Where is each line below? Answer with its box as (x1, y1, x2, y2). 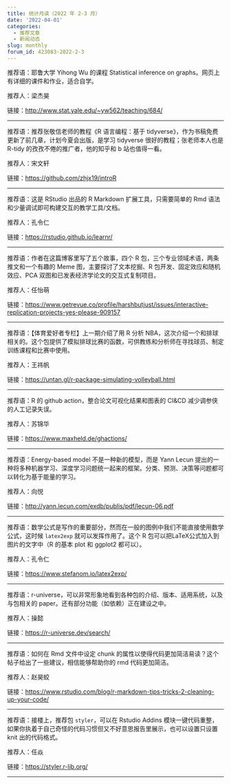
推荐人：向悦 (7, 487, 43, 495)
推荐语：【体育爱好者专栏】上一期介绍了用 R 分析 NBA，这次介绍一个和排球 (7, 329, 219, 337)
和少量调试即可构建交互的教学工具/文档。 (7, 203, 124, 212)
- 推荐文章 (13, 29, 41, 37)
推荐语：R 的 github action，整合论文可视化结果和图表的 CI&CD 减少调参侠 (7, 396, 219, 404)
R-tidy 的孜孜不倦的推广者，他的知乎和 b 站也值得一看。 (7, 144, 166, 152)
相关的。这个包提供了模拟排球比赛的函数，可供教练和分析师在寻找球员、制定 (7, 337, 224, 345)
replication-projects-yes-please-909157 (7, 308, 121, 316)
